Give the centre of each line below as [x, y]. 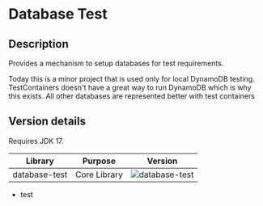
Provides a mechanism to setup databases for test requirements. [116, 63]
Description [38, 44]
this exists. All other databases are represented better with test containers [131, 96]
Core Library [99, 174]
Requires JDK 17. [36, 141]
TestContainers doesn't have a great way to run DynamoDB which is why [130, 87]
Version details [47, 122]
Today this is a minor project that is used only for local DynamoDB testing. [131, 79]
